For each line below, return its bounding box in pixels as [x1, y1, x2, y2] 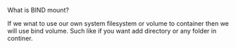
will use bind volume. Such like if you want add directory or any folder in [7, 27, 217, 35]
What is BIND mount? [7, 6, 69, 14]
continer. [7, 34, 33, 42]
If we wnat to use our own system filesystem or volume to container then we [7, 19, 229, 27]
